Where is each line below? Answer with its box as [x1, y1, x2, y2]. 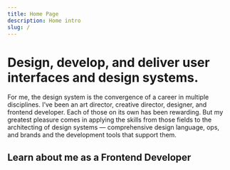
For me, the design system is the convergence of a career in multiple [7, 93, 209, 102]
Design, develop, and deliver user [7, 54, 210, 70]
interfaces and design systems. [7, 69, 199, 85]
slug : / [7, 23, 31, 31]
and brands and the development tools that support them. [7, 131, 177, 139]
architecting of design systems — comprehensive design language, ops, [7, 123, 219, 132]
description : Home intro [7, 17, 81, 24]
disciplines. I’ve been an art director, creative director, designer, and [7, 100, 207, 109]
